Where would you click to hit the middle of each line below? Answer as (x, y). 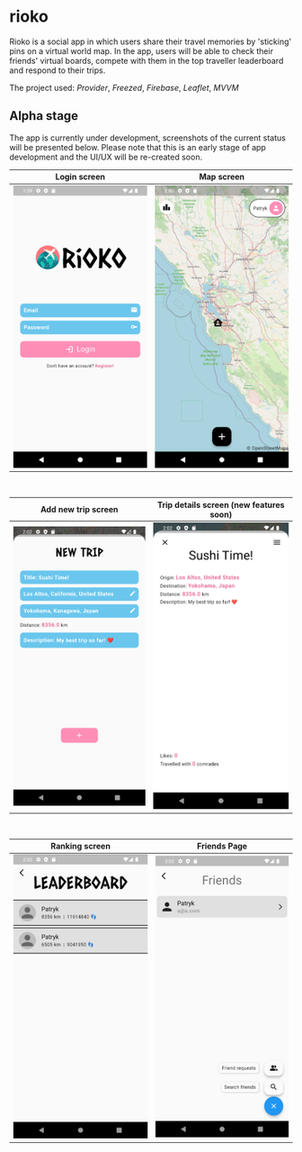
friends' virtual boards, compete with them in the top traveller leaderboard (147, 60)
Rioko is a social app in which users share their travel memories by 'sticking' (151, 41)
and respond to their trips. (58, 70)
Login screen (80, 177)
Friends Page (222, 846)
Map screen (222, 177)
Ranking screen (80, 846)
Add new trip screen (79, 510)
